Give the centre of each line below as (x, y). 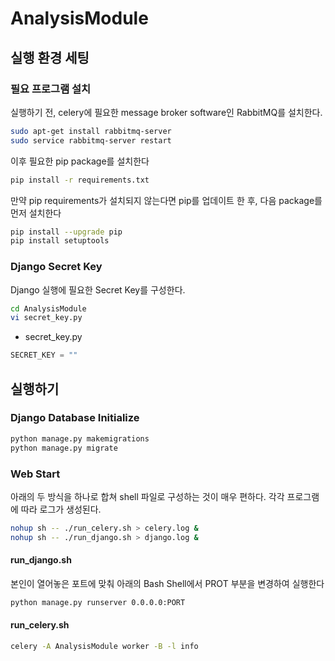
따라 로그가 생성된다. (61, 509)
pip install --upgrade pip (66, 232)
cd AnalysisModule (48, 308)
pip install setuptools (60, 241)
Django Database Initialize (75, 418)
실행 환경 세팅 (50, 57)
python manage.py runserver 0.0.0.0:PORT (98, 602)
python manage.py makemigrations (80, 438)
